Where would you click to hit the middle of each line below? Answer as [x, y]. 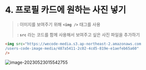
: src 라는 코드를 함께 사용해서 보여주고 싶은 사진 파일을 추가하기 [78, 35]
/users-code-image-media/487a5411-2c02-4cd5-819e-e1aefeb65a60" [72, 48]
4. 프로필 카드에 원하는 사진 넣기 [66, 10]
